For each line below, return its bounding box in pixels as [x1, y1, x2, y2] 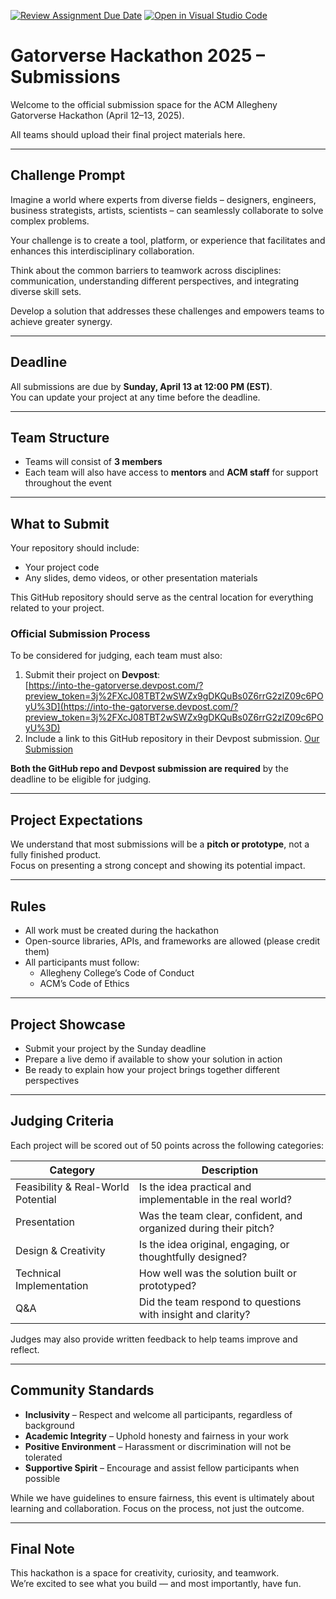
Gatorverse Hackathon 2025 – [10, 45, 265, 67]
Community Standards [10, 1382, 155, 1399]
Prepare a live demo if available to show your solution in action [24, 1053, 283, 1065]
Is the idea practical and [138, 1180, 252, 1194]
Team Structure [10, 429, 110, 446]
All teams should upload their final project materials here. [10, 128, 246, 140]
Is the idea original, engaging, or [138, 1237, 290, 1251]
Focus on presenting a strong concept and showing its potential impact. [10, 860, 306, 872]
